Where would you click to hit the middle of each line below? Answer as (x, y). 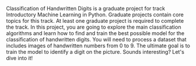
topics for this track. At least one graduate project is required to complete (95, 21)
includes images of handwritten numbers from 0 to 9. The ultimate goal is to (98, 46)
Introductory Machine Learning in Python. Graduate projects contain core (95, 15)
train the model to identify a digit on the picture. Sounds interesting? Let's (95, 52)
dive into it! (20, 58)
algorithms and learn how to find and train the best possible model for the (95, 33)
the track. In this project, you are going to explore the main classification (94, 27)
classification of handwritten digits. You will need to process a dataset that (96, 39)
